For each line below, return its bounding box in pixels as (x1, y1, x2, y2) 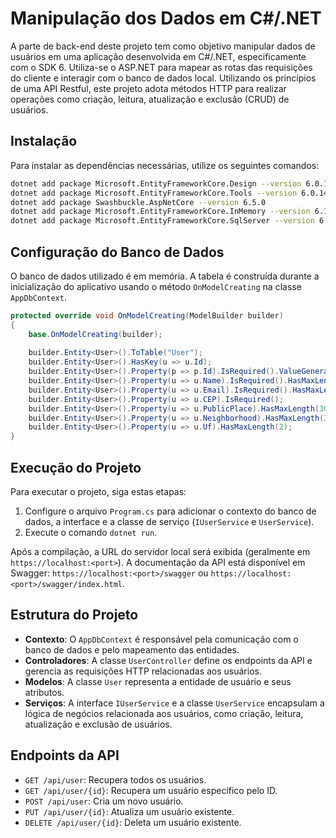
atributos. (24, 686, 65, 698)
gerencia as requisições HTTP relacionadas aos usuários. (24, 665, 262, 677)
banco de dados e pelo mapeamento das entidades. (24, 643, 240, 656)
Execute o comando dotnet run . (24, 527, 158, 538)
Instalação (10, 133, 78, 150)
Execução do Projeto (10, 459, 142, 476)
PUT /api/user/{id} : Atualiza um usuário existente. (24, 805, 235, 817)
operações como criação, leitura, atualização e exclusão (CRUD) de (10, 93, 290, 105)
